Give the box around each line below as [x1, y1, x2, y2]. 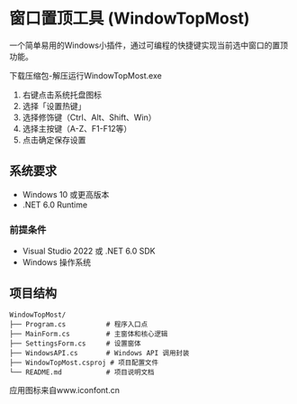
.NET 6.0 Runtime [22, 199, 88, 210]
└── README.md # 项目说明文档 [9, 367, 155, 377]
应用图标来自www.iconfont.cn [9, 384, 120, 395]
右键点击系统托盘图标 [22, 89, 102, 100]
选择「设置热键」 [22, 100, 86, 111]
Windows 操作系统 [22, 257, 92, 268]
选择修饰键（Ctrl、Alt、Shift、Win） [22, 112, 157, 123]
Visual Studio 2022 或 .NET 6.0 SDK [22, 245, 156, 257]
